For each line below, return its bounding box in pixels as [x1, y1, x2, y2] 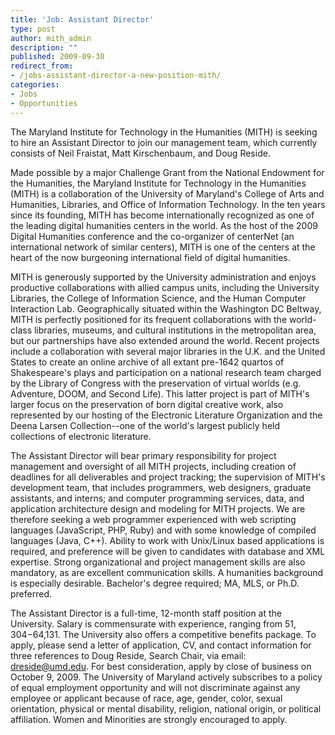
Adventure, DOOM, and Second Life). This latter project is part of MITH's [10, 387, 310, 400]
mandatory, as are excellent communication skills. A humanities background [10, 566, 324, 578]
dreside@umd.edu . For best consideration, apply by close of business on [10, 660, 312, 672]
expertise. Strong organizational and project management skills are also [10, 556, 306, 568]
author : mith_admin [10, 33, 92, 43]
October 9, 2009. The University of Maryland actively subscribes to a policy [10, 671, 323, 683]
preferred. [10, 587, 53, 600]
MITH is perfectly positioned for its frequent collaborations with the [10, 313, 288, 325]
